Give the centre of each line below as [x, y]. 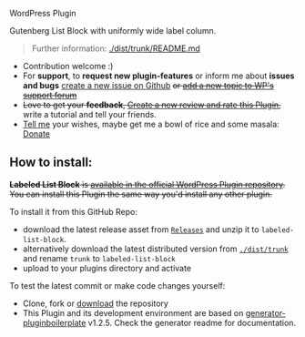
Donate [36, 134]
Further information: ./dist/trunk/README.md [116, 48]
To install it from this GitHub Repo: [74, 211]
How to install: [51, 163]
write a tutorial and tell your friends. [89, 114]
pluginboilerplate [54, 322]
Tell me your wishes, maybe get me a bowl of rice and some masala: [151, 124]
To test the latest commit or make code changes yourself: [117, 285]
